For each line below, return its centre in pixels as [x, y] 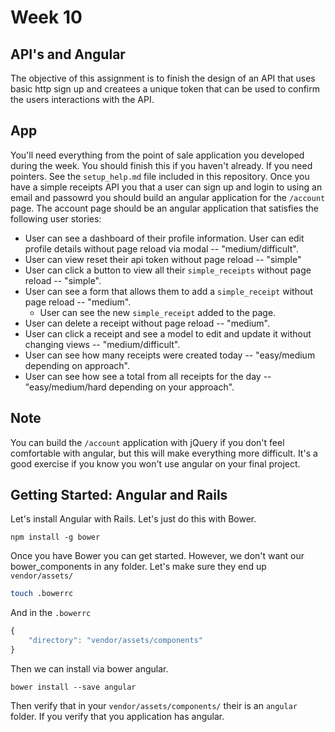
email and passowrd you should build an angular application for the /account [168, 197]
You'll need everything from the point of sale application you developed [157, 155]
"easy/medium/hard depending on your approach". [129, 387]
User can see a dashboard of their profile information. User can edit [164, 238]
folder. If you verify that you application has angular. [117, 716]
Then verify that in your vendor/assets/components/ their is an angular [154, 705]
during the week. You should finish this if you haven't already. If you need [161, 165]
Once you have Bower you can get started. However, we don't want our [157, 556]
